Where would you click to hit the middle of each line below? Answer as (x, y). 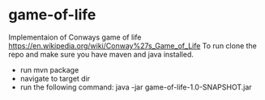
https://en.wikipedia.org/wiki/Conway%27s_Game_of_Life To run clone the (133, 45)
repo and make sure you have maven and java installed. (101, 54)
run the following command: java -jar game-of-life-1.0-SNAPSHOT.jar (136, 87)
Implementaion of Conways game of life (75, 37)
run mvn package (49, 69)
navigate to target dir (55, 78)
